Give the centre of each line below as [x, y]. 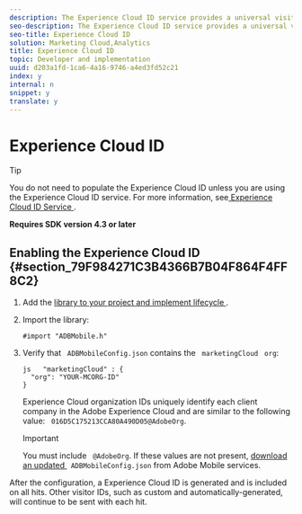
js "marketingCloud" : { [73, 369]
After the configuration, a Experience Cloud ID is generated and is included [148, 483]
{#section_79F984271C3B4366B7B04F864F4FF [148, 266]
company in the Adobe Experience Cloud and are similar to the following [156, 412]
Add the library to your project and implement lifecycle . [125, 303]
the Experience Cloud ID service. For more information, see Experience [141, 198]
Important [40, 439]
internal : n [31, 84]
